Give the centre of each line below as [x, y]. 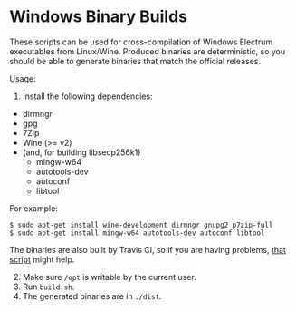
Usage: [23, 78]
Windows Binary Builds [99, 17]
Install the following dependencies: [87, 96]
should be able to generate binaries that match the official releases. [135, 61]
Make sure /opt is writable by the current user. [109, 277]
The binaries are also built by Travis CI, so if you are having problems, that [148, 249]
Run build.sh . [48, 287]
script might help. [42, 259]
